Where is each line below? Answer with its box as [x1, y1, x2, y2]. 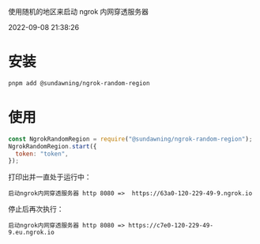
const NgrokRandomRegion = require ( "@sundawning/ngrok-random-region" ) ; [8, 135, 253, 143]
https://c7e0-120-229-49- [128, 222, 213, 230]
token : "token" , [15, 149, 69, 158]
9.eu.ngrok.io [8, 228, 55, 237]
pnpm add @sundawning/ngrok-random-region [8, 79, 150, 87]
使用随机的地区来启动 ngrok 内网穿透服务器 [8, 7, 149, 16]
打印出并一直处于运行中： [8, 172, 92, 182]
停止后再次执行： [8, 205, 64, 214]
